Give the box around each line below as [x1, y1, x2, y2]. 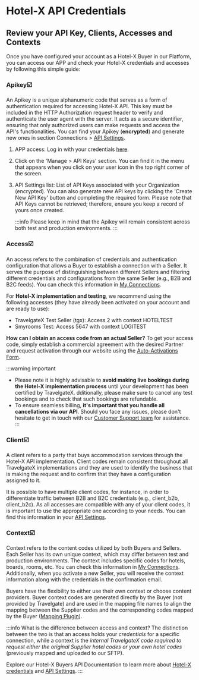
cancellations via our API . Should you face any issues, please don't [14, 408, 181, 415]
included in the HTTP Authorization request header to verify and [6, 109, 163, 117]
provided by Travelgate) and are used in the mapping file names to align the [6, 600, 191, 607]
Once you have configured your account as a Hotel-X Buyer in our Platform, [6, 53, 192, 60]
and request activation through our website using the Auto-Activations [6, 347, 178, 354]
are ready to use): [6, 305, 50, 312]
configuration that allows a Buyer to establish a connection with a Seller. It [6, 262, 187, 269]
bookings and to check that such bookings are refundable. [14, 395, 159, 402]
